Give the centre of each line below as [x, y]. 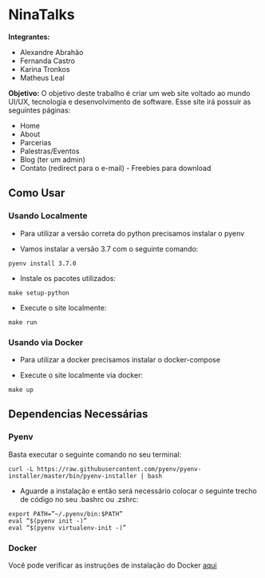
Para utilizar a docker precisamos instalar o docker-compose [120, 359]
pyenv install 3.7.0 [43, 263]
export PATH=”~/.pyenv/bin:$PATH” [66, 514]
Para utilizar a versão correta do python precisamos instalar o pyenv [132, 233]
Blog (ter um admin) [53, 159]
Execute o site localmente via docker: [81, 375]
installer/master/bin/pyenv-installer [73, 476]
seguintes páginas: [40, 110]
